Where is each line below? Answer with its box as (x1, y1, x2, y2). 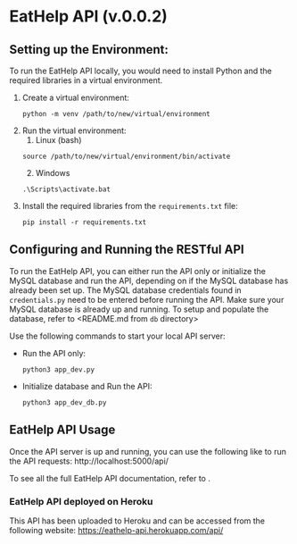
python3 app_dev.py (21, 364, 95, 374)
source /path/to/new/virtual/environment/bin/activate (21, 152, 231, 161)
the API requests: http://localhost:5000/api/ (9, 456, 169, 466)
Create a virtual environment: (21, 92, 129, 103)
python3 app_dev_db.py (21, 398, 107, 407)
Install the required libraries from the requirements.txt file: (21, 201, 238, 211)
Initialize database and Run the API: (21, 381, 153, 391)
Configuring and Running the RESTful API (9, 242, 244, 257)
